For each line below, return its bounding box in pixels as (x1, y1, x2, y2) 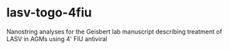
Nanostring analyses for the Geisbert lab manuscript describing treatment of (6, 27, 222, 36)
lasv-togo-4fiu (6, 5, 92, 21)
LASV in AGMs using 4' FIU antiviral (6, 34, 108, 42)
